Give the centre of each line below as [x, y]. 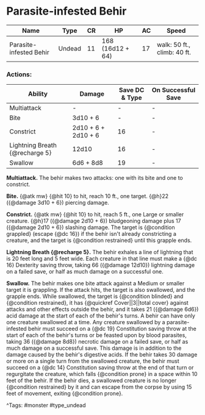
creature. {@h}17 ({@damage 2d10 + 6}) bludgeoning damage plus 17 [94, 221]
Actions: [19, 74]
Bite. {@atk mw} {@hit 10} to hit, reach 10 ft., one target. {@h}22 [88, 196]
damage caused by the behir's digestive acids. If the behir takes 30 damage [102, 355]
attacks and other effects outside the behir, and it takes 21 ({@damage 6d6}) [103, 310]
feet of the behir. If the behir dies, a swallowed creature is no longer [92, 381]
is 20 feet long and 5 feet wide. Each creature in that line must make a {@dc [102, 259]
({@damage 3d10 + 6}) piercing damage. [58, 203]
